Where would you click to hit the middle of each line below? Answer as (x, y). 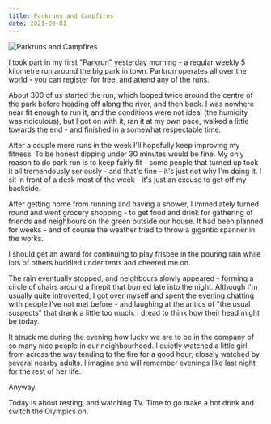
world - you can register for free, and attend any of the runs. (109, 79)
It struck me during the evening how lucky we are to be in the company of (131, 337)
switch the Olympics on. (49, 411)
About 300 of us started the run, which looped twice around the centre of (131, 95)
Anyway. (23, 387)
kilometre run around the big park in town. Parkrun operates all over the (127, 70)
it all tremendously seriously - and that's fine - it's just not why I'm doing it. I (135, 171)
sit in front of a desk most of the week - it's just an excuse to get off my (127, 180)
